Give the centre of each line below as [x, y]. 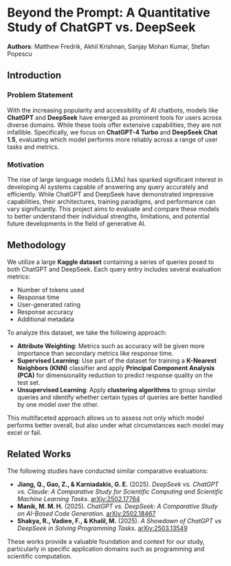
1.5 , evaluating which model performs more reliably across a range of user [112, 139]
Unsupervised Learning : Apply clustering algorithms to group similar [117, 390]
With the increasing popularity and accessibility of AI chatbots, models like [113, 110]
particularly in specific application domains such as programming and [106, 549]
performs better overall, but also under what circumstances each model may [115, 425]
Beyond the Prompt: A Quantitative [109, 13]
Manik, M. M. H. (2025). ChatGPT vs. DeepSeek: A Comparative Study [117, 506]
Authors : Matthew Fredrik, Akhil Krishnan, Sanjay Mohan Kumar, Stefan [108, 46]
